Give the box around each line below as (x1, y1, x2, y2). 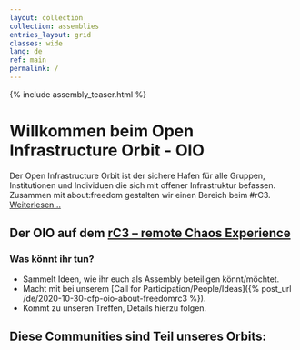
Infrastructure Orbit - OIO (9, 140, 205, 161)
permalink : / (9, 65, 59, 74)
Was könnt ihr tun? (9, 253, 95, 265)
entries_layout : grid (9, 30, 92, 39)
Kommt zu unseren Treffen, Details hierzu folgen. (22, 302, 207, 314)
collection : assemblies (9, 22, 100, 31)
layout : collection (9, 13, 84, 23)
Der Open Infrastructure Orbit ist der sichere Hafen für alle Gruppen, (9, 170, 265, 181)
